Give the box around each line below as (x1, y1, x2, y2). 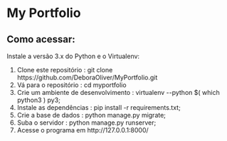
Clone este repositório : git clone (16, 66, 113, 74)
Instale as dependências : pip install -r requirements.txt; (16, 103, 181, 111)
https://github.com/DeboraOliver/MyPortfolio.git (16, 73, 158, 81)
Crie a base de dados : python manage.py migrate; (16, 111, 167, 119)
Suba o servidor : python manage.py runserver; (16, 118, 157, 127)
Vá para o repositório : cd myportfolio (16, 81, 127, 89)
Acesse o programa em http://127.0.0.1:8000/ (16, 126, 149, 134)
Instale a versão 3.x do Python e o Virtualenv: (6, 52, 140, 60)
